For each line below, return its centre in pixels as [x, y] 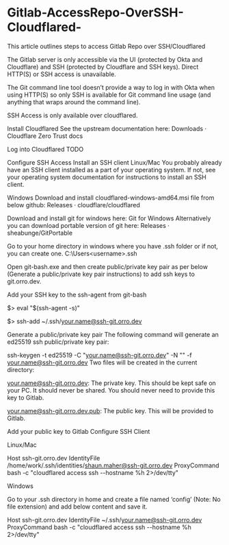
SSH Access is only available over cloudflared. [72, 115]
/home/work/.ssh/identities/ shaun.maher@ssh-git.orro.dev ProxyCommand [113, 465]
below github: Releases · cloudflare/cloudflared [73, 205]
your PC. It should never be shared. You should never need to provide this [111, 390]
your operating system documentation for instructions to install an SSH [107, 177]
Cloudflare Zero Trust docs [45, 136]
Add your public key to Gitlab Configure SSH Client [79, 431]
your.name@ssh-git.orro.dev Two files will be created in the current [102, 362]
